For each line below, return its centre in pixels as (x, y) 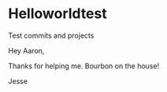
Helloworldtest (58, 14)
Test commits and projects (51, 35)
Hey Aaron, (26, 50)
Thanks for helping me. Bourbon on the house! (84, 66)
